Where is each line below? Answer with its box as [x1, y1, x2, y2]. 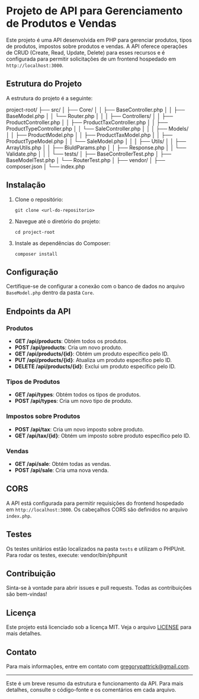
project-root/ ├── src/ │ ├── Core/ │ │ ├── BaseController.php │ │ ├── [6, 106, 185, 113]
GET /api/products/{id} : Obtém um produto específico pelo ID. [14, 350, 169, 357]
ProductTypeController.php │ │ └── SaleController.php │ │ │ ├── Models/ [6, 125, 189, 132]
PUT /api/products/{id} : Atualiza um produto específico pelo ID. [14, 357, 172, 364]
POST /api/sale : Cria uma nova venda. [14, 466, 109, 474]
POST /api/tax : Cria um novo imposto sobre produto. [14, 425, 145, 433]
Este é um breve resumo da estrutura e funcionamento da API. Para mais [6, 680, 184, 687]
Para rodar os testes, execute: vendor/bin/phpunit [6, 551, 127, 558]
